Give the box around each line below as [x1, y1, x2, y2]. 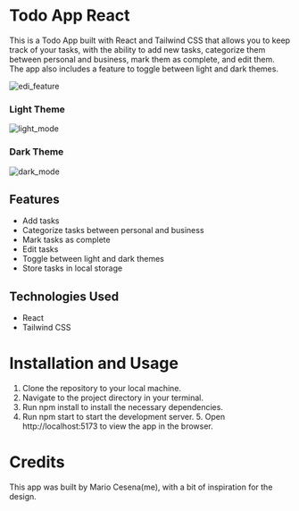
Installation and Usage [9, 354, 179, 373]
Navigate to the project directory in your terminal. [21, 392, 203, 403]
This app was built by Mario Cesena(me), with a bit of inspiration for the [9, 482, 273, 492]
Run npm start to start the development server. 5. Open [21, 412, 226, 423]
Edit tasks [21, 244, 59, 255]
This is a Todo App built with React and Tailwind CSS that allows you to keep [9, 35, 291, 46]
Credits [9, 452, 65, 473]
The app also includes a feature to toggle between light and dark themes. [9, 63, 279, 74]
